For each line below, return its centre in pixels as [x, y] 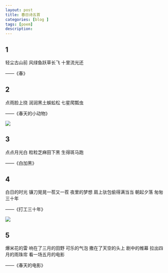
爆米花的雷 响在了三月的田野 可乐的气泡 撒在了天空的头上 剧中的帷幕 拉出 [82, 248]
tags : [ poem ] [19, 24]
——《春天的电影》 [25, 265]
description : [19, 29]
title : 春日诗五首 [23, 15]
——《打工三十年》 [25, 209]
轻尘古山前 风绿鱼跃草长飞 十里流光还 [45, 62]
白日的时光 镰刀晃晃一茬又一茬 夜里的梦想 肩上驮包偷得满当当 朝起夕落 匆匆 [84, 192]
